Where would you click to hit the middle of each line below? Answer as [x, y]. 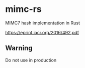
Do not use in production [31, 60]
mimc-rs [23, 9]
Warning [19, 48]
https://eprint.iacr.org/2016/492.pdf [42, 32]
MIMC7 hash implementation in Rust [43, 23]
